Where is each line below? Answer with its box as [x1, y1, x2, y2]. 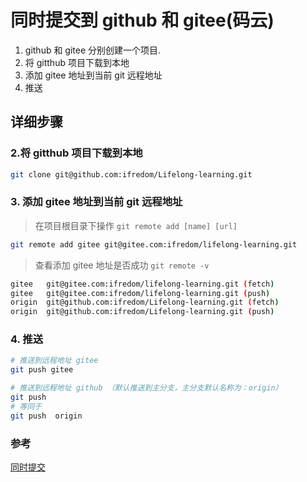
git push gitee [10, 365, 74, 375]
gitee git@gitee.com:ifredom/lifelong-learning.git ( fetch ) [10, 279, 275, 289]
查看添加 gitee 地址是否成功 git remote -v [34, 259, 210, 271]
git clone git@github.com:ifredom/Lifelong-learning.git [10, 169, 253, 180]
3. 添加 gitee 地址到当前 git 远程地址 [10, 195, 183, 209]
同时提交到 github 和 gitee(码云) [10, 9, 275, 32]
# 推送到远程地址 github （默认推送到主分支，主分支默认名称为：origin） [10, 383, 283, 393]
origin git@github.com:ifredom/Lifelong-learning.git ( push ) [10, 307, 275, 317]
